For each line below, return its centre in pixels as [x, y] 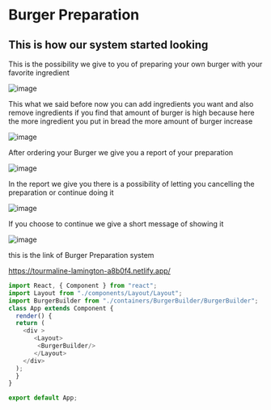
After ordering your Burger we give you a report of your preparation [121, 152]
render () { [34, 316]
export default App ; [43, 398]
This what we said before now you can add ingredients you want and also [131, 104]
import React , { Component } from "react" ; [83, 285]
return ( [30, 323]
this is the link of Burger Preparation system [81, 255]
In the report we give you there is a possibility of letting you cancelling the [131, 184]
